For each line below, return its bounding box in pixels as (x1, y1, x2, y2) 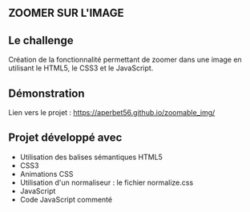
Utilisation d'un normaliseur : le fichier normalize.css (19, 178, 194, 187)
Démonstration (8, 86, 86, 100)
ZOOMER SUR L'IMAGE (8, 6, 124, 20)
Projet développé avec (8, 131, 123, 145)
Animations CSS (19, 169, 74, 178)
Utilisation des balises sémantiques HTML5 (19, 152, 163, 162)
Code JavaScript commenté (19, 194, 113, 204)
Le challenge (8, 34, 74, 47)
